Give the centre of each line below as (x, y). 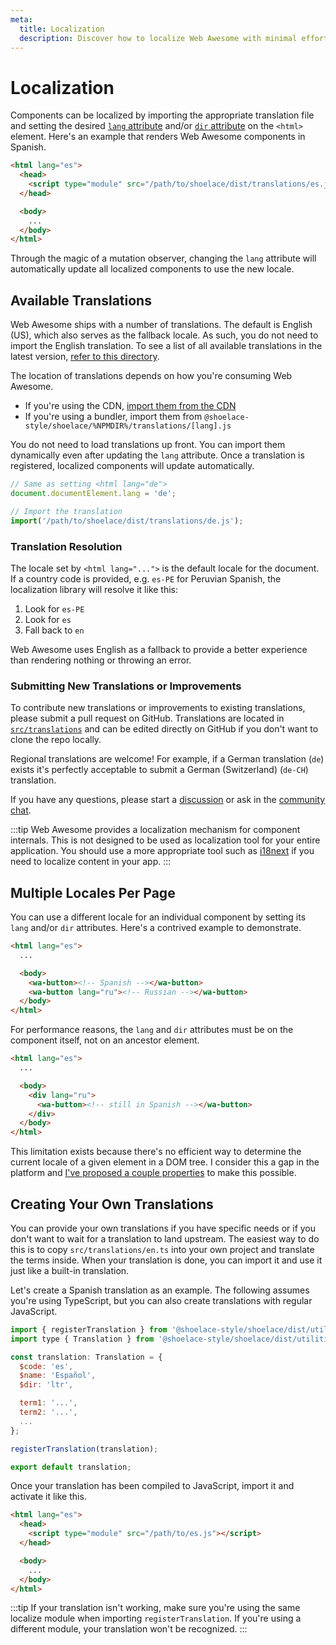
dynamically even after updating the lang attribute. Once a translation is (157, 455)
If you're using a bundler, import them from (113, 417)
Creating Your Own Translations (112, 1204)
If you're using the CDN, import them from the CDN (130, 406)
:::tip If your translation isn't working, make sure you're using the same (155, 1608)
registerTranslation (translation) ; (84, 1449)
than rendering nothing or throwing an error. (101, 660)
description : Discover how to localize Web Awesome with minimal (158, 38)
